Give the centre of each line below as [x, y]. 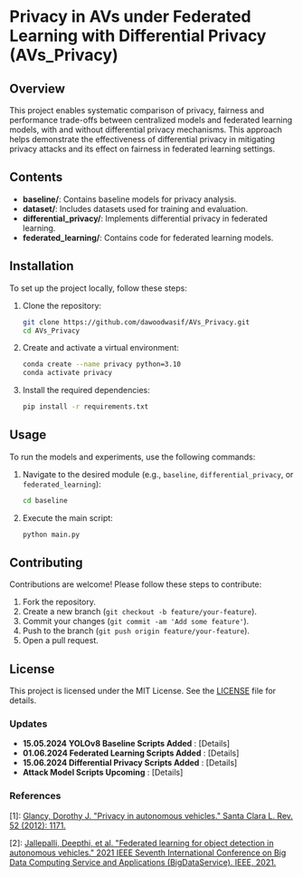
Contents [36, 177]
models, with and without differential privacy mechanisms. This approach [146, 130]
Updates [28, 724]
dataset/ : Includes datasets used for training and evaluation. [135, 208]
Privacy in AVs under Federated [130, 17]
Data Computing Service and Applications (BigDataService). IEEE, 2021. [143, 862]
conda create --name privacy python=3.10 [102, 364]
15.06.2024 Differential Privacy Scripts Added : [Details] [130, 763]
